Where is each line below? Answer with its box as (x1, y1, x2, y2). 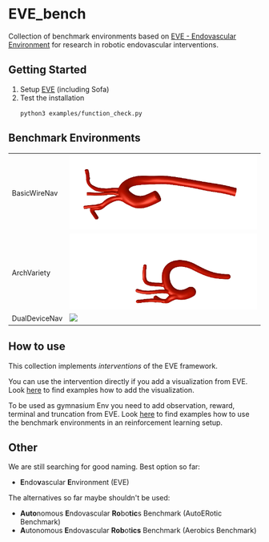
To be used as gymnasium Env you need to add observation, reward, (8, 400, 235, 410)
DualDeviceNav (11, 313, 63, 323)
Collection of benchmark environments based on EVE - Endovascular (8, 31, 237, 41)
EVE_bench (8, 5, 86, 23)
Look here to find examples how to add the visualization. (8, 385, 195, 394)
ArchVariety (11, 268, 50, 277)
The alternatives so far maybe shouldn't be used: (8, 493, 171, 503)
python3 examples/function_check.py (19, 109, 143, 117)
